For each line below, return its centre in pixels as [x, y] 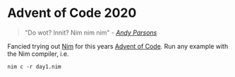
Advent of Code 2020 [72, 13]
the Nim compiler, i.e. [38, 54]
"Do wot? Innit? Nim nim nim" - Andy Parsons [91, 32]
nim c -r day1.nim [34, 66]
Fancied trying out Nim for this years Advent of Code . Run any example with [118, 46]
